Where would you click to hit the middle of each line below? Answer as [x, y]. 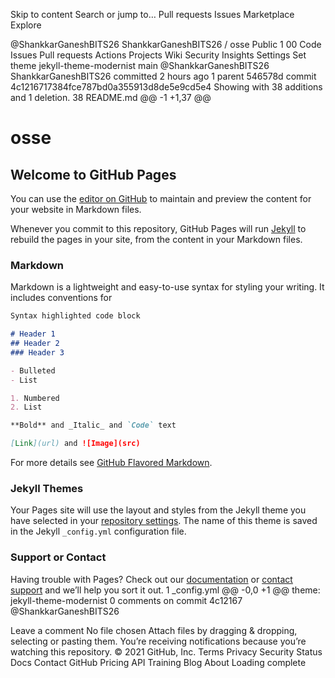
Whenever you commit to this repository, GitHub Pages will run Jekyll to [158, 228]
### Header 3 [37, 352]
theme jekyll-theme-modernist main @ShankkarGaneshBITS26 [140, 65]
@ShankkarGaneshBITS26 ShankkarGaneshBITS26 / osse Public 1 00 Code [166, 44]
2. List [26, 407]
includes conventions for [61, 298]
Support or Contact [58, 557]
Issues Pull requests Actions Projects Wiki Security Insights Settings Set [158, 55]
